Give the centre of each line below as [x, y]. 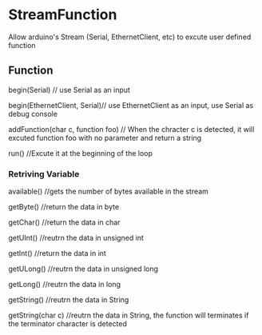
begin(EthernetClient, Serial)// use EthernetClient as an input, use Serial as [131, 105]
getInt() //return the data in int [57, 253]
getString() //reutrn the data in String [69, 300]
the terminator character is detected [68, 324]
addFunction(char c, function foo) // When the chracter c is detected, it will [131, 129]
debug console [33, 114]
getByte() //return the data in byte [64, 207]
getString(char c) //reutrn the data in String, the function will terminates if [129, 315]
